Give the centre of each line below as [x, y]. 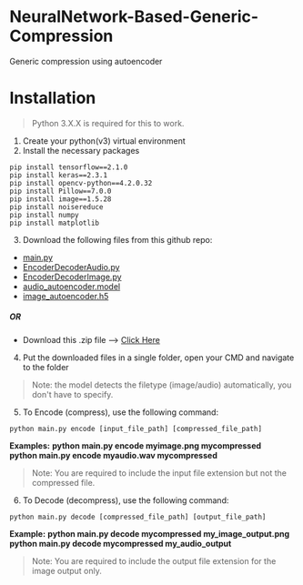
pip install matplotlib [55, 223]
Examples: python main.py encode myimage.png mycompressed [136, 445]
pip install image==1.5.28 [61, 199]
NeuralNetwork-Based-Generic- [134, 17]
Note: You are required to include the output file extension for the [154, 560]
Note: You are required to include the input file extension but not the [159, 473]
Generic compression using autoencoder [86, 61]
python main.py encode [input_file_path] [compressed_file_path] [136, 429]
